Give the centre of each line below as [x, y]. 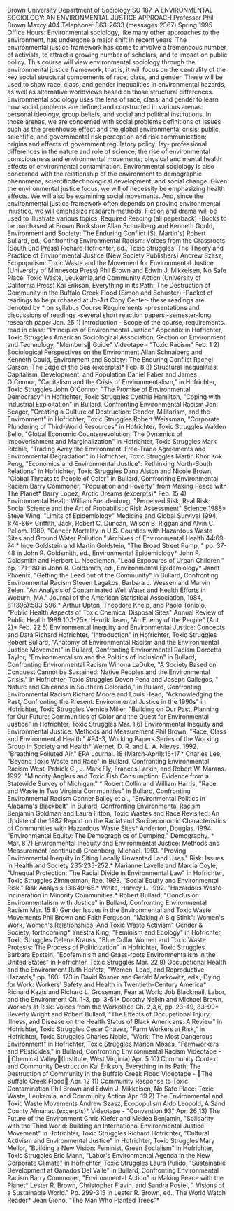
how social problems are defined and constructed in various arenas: [105, 107]
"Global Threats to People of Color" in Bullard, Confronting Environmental [113, 478]
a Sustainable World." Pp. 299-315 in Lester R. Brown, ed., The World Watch [116, 1192]
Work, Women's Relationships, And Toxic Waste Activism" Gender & [105, 925]
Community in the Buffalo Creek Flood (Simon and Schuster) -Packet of [110, 293]
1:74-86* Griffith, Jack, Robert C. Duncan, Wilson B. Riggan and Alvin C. [111, 523]
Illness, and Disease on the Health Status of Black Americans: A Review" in [115, 1022]
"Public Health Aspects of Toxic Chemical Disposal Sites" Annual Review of [116, 612]
